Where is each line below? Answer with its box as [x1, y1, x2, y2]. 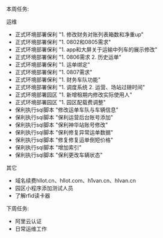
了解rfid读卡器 [14, 192, 51, 199]
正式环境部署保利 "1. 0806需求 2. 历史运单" [14, 54, 121, 60]
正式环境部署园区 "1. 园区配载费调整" [14, 99, 106, 105]
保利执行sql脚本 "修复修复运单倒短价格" [14, 136, 114, 143]
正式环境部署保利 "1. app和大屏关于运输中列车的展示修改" [14, 46, 158, 53]
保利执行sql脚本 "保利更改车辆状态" [14, 151, 103, 158]
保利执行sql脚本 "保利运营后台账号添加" [14, 114, 114, 121]
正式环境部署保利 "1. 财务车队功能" [14, 76, 101, 83]
